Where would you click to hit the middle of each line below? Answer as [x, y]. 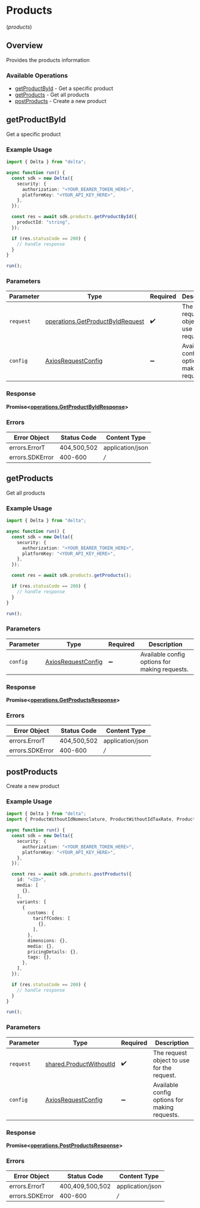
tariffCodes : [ [51, 918]
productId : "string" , [43, 222]
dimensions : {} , [48, 940]
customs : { [41, 913]
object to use [171, 1060]
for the [162, 1067]
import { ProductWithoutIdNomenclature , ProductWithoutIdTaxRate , [90, 819]
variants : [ [32, 902]
